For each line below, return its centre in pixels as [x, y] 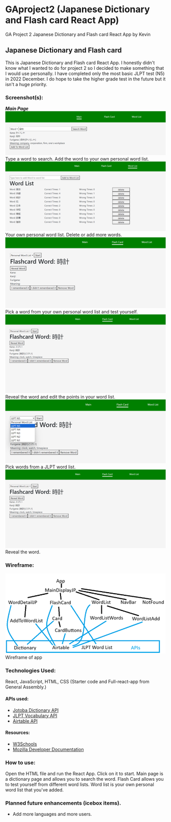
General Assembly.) [26, 687]
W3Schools [25, 744]
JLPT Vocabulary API [35, 715]
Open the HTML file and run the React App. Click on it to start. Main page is [84, 774]
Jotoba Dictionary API [36, 710]
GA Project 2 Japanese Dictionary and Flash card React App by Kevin [78, 34]
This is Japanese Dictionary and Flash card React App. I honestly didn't [80, 63]
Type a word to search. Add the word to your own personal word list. [77, 159]
